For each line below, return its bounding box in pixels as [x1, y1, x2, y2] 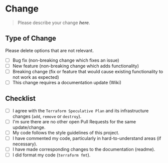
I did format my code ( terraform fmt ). [12, 152, 91, 158]
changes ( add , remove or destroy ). [12, 113, 82, 119]
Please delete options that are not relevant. [5, 47, 94, 53]
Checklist [5, 94, 36, 103]
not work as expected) [12, 74, 59, 80]
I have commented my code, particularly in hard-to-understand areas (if [12, 135, 161, 141]
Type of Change [5, 34, 56, 43]
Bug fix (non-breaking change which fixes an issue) [12, 57, 119, 63]
